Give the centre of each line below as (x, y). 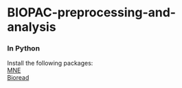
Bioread (18, 78)
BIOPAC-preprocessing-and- (92, 13)
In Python (23, 48)
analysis (32, 27)
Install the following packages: (50, 63)
